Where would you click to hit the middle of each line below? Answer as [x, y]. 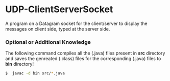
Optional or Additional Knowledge [48, 42]
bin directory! [20, 64]
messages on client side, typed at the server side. [58, 29]
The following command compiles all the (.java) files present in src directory [85, 53]
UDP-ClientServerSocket [59, 9]
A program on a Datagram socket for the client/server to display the [76, 23]
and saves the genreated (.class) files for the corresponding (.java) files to [83, 59]
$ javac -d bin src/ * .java [35, 73]
